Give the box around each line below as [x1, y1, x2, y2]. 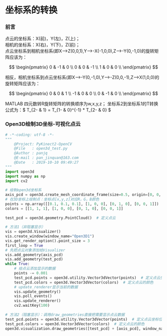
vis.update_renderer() [14, 298, 61, 303]
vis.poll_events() [14, 294, 52, 299]
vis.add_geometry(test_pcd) [5, 257, 64, 262]
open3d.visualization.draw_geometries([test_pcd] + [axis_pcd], [5, 326, 141, 331]
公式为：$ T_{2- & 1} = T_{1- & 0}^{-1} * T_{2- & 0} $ [5, 107, 111, 113]
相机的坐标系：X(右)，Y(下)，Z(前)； [5, 42, 81, 48]
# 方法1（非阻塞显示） [5, 224, 46, 230]
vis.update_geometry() [14, 289, 61, 294]
